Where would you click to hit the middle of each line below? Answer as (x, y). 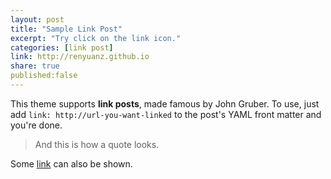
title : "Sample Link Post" (66, 29)
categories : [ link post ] (62, 47)
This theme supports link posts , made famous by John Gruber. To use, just (165, 103)
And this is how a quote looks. (97, 144)
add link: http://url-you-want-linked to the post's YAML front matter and (166, 114)
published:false (44, 76)
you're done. (36, 125)
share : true (35, 66)
